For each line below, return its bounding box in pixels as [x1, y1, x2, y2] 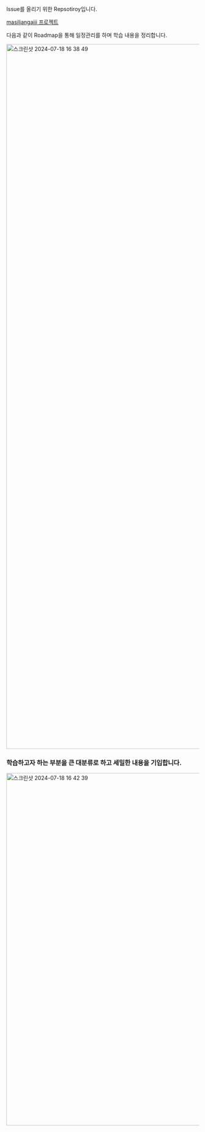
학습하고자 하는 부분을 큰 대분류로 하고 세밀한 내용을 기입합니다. [6, 758, 182, 767]
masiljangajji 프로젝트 [6, 18, 59, 26]
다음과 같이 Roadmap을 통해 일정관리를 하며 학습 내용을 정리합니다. [6, 31, 167, 39]
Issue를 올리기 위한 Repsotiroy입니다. [6, 6, 98, 12]
